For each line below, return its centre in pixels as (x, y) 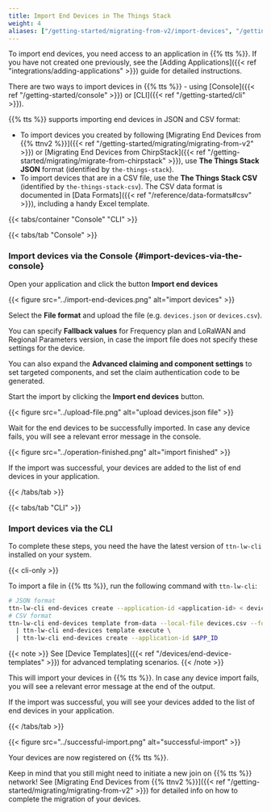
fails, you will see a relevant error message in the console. (105, 436)
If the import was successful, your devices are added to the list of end (125, 467)
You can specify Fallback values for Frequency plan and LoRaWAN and (127, 330)
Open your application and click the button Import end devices (113, 284)
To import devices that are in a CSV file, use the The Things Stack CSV (139, 178)
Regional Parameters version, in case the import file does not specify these (133, 339)
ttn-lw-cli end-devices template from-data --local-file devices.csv (128, 623)
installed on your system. (50, 554)
